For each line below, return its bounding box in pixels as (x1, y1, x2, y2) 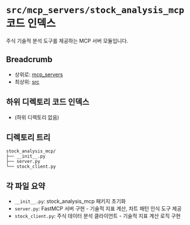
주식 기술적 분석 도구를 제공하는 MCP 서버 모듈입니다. (6, 37, 129, 44)
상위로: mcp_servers (14, 71, 63, 78)
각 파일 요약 (6, 181, 46, 191)
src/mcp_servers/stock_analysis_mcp (6, 5, 185, 16)
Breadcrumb (6, 54, 53, 64)
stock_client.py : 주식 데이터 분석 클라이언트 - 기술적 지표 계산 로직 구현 (14, 213, 181, 220)
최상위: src (14, 78, 40, 85)
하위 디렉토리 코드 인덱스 (6, 97, 89, 107)
